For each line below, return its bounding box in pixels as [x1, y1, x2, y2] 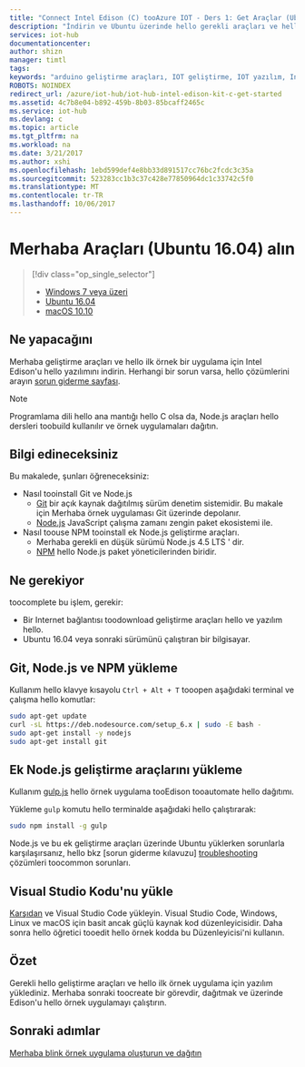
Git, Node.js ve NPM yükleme [9, 660, 179, 676]
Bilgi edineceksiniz [9, 447, 119, 462]
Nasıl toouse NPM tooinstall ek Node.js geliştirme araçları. [22, 527, 240, 538]
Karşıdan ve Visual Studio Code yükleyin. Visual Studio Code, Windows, [9, 908, 279, 919]
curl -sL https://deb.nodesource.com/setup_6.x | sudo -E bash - [9, 720, 261, 729]
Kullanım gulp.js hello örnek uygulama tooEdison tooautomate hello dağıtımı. [9, 786, 295, 797]
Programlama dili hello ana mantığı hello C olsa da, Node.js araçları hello [9, 410, 280, 421]
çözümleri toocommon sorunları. [9, 857, 132, 869]
